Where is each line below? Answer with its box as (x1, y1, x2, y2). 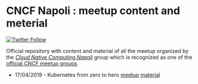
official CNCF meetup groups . (6, 60, 79, 67)
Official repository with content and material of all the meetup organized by (6, 47, 189, 54)
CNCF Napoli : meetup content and (6, 4, 180, 18)
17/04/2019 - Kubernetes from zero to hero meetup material (14, 71, 161, 78)
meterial (6, 16, 48, 30)
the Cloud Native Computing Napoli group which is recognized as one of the (6, 53, 193, 61)
